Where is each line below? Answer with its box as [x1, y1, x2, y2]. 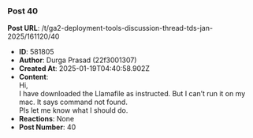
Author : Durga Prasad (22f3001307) [18, 55, 137, 65]
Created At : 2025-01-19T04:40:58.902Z [18, 64, 151, 73]
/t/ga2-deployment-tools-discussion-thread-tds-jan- [41, 24, 214, 33]
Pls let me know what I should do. [18, 106, 128, 115]
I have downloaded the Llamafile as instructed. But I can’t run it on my [18, 89, 246, 99]
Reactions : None [18, 114, 75, 124]
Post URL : [7, 24, 40, 33]
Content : [18, 73, 49, 82]
